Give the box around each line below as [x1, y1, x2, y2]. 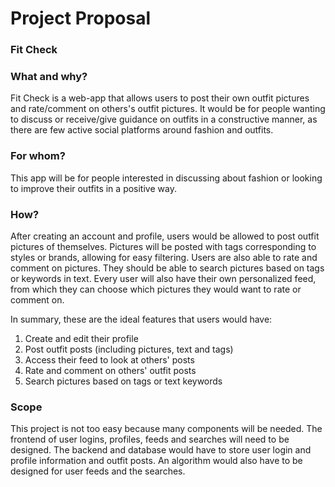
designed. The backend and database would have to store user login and [10, 444, 312, 456]
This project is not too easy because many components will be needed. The [10, 423, 323, 435]
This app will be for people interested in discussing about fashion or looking [10, 172, 323, 184]
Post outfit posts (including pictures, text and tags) [24, 343, 234, 355]
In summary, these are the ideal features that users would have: [10, 313, 273, 325]
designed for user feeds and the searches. [10, 465, 186, 477]
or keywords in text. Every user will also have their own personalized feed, [10, 273, 317, 284]
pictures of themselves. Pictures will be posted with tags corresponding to [10, 241, 317, 252]
